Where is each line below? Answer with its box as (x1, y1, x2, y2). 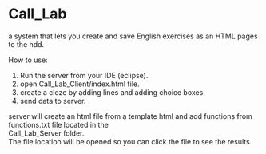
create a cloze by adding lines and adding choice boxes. (19, 87, 205, 97)
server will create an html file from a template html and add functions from (8, 111, 253, 120)
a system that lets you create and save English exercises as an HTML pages (8, 31, 258, 41)
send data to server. (19, 96, 86, 105)
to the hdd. (8, 39, 45, 49)
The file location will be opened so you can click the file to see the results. (8, 136, 252, 146)
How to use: (8, 55, 48, 65)
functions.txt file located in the (8, 120, 109, 129)
